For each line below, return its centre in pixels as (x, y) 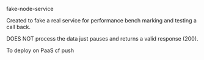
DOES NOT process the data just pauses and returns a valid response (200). (102, 38)
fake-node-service (30, 9)
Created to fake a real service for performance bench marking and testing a (102, 20)
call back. (18, 27)
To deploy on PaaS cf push (40, 50)
